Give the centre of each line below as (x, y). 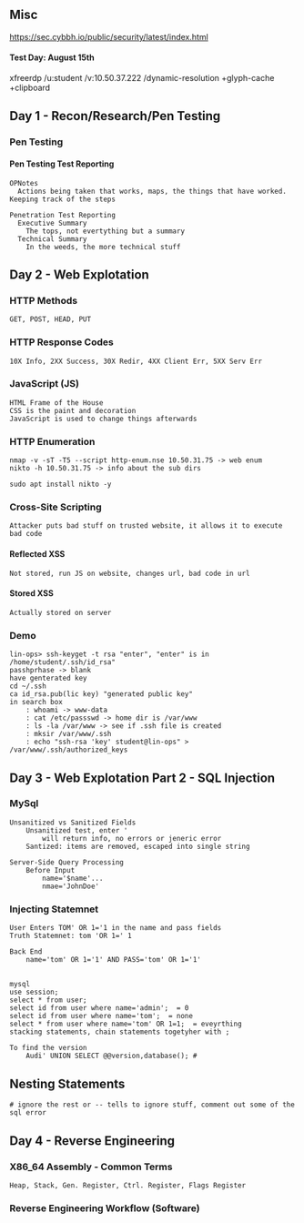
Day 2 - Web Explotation (80, 274)
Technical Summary (53, 239)
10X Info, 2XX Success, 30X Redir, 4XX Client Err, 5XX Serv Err (136, 361)
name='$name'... (73, 878)
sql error (28, 1113)
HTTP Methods (44, 300)
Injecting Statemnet (54, 909)
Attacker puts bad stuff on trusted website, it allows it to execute (146, 526)
